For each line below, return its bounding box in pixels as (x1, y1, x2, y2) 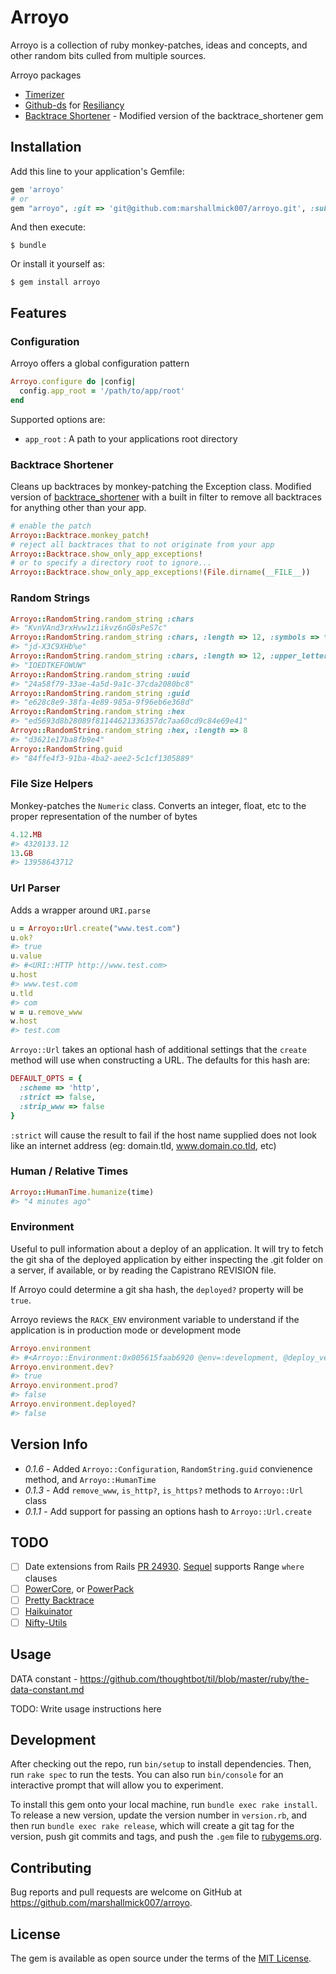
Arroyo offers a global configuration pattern (10, 357, 190, 370)
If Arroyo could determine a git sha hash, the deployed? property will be (10, 1283, 304, 1295)
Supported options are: (10, 413, 106, 425)
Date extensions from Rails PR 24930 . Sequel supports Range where (24, 1561, 305, 1573)
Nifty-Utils (24, 1616, 68, 1628)
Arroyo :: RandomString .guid (10, 744, 123, 754)
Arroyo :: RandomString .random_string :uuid (10, 669, 190, 680)
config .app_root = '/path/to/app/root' (19, 386, 186, 396)
